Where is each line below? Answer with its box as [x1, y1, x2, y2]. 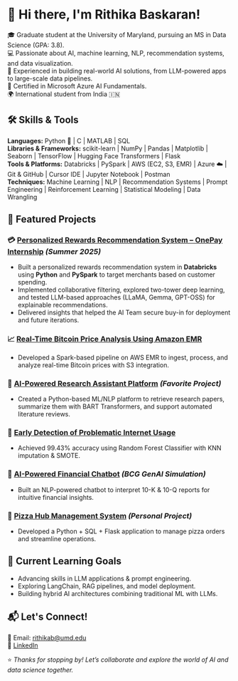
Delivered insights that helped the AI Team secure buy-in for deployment [17, 308, 231, 317]
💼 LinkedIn [7, 641, 38, 650]
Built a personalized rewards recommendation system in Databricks [17, 263, 217, 272]
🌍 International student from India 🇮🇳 [7, 89, 121, 98]
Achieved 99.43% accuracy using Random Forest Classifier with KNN [17, 444, 222, 452]
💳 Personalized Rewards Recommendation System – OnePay [7, 235, 223, 245]
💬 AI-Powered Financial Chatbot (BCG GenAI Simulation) [7, 469, 206, 479]
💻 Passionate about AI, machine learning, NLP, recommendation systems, [7, 48, 225, 57]
